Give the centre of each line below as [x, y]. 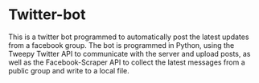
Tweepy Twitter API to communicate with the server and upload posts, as [129, 53]
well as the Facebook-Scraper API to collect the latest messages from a [127, 62]
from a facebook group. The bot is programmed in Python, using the [121, 45]
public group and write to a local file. [69, 70]
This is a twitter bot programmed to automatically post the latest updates [129, 37]
